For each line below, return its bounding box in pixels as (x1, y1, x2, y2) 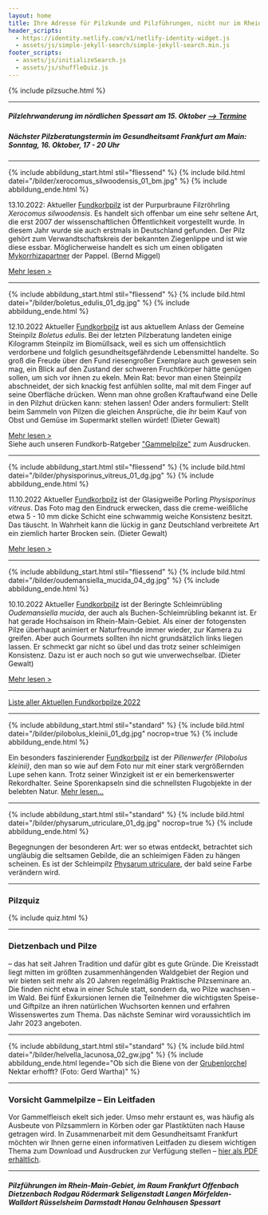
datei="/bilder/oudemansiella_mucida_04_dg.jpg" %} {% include (8, 576, 220, 586)
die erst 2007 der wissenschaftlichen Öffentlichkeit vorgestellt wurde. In (8, 217, 245, 227)
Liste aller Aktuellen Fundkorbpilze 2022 (8, 697, 141, 707)
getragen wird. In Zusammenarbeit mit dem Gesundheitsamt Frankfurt (8, 1129, 238, 1138)
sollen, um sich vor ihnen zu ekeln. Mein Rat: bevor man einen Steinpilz (8, 373, 242, 383)
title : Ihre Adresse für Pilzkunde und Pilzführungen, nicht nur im (8, 19, 241, 27)
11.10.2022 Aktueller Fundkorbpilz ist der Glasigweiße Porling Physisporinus (8, 494, 257, 504)
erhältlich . (8, 1154, 41, 1164)
